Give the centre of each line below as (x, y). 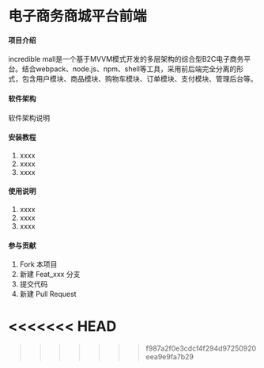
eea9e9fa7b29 (170, 357)
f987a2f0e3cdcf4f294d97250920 (201, 348)
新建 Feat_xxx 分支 (50, 275)
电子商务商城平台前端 (78, 16)
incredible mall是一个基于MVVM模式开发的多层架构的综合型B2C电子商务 (126, 59)
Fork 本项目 (38, 264)
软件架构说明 (29, 118)
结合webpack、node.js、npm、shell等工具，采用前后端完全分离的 (129, 69)
